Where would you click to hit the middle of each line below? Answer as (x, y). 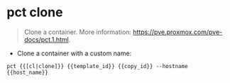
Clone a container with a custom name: (74, 53)
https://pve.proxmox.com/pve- (178, 32)
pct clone (35, 12)
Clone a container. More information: (78, 32)
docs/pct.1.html (46, 39)
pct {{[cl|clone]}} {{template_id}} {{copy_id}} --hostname (98, 66)
